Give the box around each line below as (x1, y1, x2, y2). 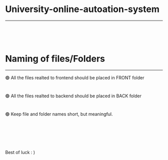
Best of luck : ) (5, 149, 35, 155)
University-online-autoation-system (5, 4, 160, 15)
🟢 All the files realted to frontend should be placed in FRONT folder (5, 74, 144, 81)
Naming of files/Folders (5, 53, 105, 65)
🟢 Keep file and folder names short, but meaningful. (5, 111, 113, 117)
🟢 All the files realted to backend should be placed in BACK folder (5, 93, 141, 99)
